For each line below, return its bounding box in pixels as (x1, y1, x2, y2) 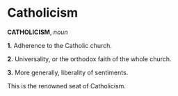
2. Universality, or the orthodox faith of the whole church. (7, 54, 172, 63)
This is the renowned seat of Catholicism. (7, 81, 127, 90)
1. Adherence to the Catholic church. (7, 41, 113, 49)
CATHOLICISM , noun (7, 28, 68, 36)
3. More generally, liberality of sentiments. (7, 68, 129, 77)
